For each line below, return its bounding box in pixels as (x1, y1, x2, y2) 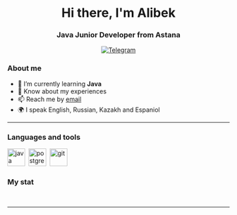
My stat (7, 177, 34, 187)
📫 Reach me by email (17, 95, 82, 103)
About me (7, 63, 42, 73)
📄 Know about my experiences (17, 86, 107, 96)
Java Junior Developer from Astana (56, 30, 181, 40)
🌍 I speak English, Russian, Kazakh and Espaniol (17, 105, 160, 114)
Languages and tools (7, 132, 81, 142)
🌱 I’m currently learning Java (17, 79, 102, 88)
